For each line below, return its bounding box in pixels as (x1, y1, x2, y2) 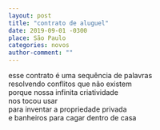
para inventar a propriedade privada (8, 104, 127, 114)
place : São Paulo (8, 33, 66, 42)
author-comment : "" (8, 49, 74, 57)
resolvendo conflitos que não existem (8, 79, 132, 89)
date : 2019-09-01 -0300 (8, 26, 88, 34)
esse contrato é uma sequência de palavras (8, 71, 153, 80)
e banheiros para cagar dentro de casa (8, 113, 137, 122)
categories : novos (8, 41, 70, 49)
